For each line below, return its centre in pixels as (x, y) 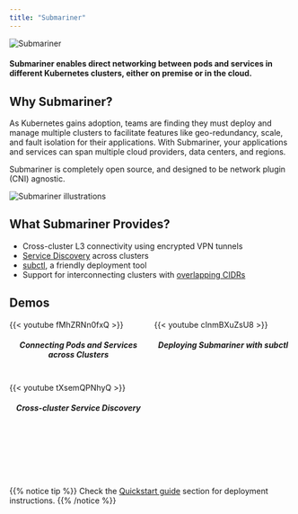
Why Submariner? (61, 101)
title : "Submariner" (48, 18)
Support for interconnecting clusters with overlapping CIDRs (134, 274)
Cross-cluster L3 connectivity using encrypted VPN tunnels (132, 246)
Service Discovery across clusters (86, 255)
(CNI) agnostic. (37, 179)
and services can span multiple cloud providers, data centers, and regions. (148, 152)
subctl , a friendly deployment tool (84, 265)
